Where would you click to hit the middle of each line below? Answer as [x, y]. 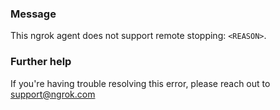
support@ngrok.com [53, 94]
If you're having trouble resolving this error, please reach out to [140, 83]
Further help [41, 62]
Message [33, 14]
